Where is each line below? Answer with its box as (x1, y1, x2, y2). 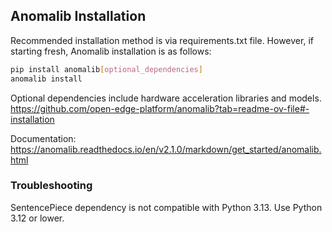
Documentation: (10, 132, 77, 144)
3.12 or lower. (10, 212, 65, 224)
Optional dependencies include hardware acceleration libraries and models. (10, 92, 322, 104)
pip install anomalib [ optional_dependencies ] (10, 64, 203, 74)
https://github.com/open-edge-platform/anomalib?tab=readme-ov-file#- (10, 102, 310, 114)
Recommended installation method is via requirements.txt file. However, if (10, 34, 314, 46)
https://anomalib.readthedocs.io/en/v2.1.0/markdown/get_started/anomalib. (10, 143, 322, 155)
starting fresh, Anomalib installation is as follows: (10, 45, 212, 57)
